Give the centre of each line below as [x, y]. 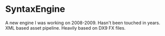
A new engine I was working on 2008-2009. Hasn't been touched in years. [83, 23]
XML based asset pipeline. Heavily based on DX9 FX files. [66, 28]
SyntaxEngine [35, 9]
